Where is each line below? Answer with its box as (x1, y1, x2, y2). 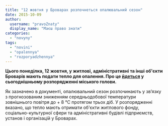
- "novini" (10, 45, 33, 50)
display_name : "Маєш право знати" (10, 26, 82, 31)
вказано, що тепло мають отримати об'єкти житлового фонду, (5, 104, 140, 111)
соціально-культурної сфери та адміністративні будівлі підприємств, (5, 110, 154, 116)
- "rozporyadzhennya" (10, 54, 55, 59)
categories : (5, 31, 30, 36)
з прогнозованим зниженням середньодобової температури (5, 94, 136, 100)
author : (5, 17, 22, 22)
